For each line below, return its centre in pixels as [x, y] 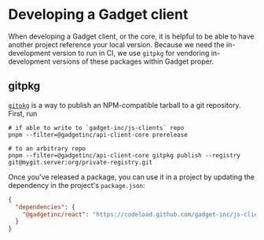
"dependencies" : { [46, 207]
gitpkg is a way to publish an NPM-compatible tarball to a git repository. [125, 105]
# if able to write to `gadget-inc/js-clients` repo [96, 127]
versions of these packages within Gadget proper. [133, 61]
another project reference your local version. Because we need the [117, 44]
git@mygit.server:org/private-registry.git [81, 162]
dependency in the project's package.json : [77, 185]
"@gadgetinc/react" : [56, 214]
